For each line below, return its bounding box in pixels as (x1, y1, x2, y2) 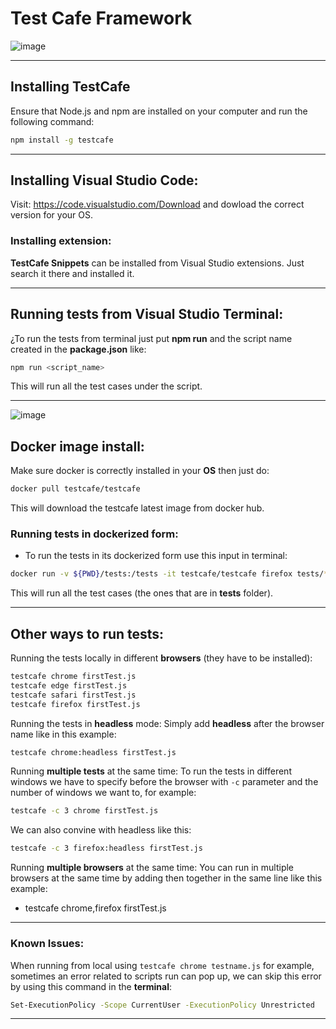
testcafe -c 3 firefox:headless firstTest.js (10, 843, 203, 854)
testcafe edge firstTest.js (10, 680, 128, 691)
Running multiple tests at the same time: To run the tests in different (10, 765, 292, 777)
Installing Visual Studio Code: (10, 172, 199, 189)
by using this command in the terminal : (10, 980, 173, 992)
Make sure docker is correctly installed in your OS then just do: (10, 465, 270, 477)
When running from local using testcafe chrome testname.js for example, (10, 959, 315, 971)
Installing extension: (10, 234, 112, 248)
